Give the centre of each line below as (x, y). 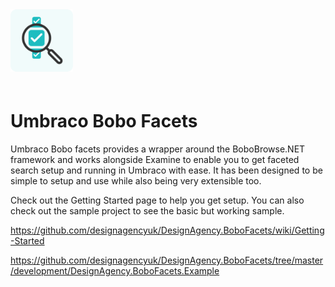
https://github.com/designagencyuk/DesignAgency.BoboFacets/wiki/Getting (167, 230)
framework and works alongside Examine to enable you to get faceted (155, 159)
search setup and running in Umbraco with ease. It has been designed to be (166, 170)
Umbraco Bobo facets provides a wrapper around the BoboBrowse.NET (158, 149)
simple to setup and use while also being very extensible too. (136, 180)
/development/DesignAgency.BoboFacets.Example (115, 270)
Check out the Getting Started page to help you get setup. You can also (157, 200)
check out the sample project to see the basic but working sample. (147, 210)
